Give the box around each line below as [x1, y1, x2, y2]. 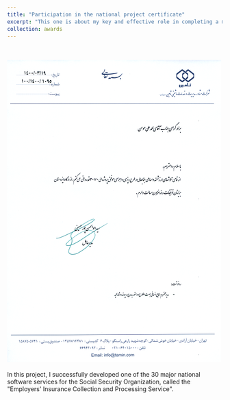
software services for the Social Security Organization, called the [7, 377, 191, 386]
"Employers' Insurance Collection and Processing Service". [7, 385, 174, 393]
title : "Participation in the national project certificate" [7, 11, 186, 18]
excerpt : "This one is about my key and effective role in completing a [7, 18, 219, 25]
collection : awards [7, 25, 63, 32]
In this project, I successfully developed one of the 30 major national [7, 371, 201, 379]
